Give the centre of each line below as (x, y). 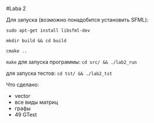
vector (22, 96)
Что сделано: (23, 85)
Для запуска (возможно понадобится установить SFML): (77, 20)
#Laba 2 (16, 8)
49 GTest (25, 115)
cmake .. (17, 51)
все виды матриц (36, 102)
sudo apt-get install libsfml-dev (48, 30)
